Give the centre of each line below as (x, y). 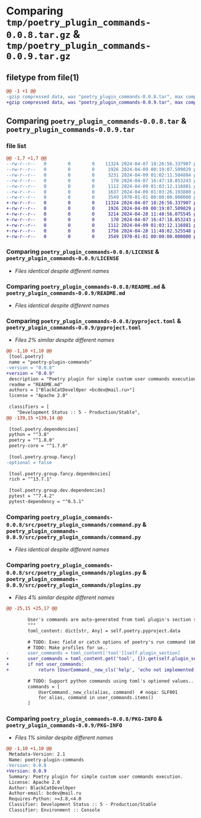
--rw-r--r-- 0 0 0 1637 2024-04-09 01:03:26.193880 (99, 192)
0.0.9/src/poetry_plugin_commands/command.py (74, 537)
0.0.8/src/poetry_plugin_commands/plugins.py (74, 573)
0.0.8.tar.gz (38, 35)
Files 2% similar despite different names (65, 340)
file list (16, 146)
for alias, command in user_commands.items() (96, 698)
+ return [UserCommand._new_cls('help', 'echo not (84, 670)
